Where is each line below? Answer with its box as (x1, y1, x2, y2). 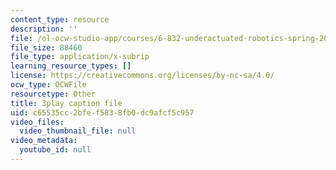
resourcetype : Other (10, 89, 97, 99)
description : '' (10, 24, 78, 34)
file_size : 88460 (10, 42, 83, 53)
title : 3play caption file (10, 98, 123, 108)
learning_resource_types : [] (10, 61, 132, 71)
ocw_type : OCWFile (10, 80, 87, 90)
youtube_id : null (19, 145, 92, 155)
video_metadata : (10, 136, 78, 146)
